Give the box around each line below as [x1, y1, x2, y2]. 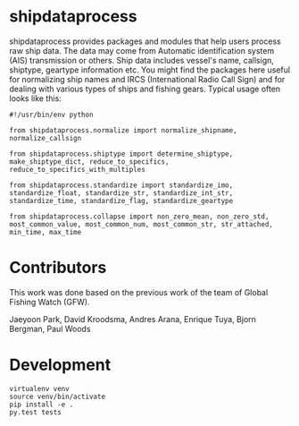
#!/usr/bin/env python [9, 110, 94, 119]
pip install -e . [9, 400, 74, 409]
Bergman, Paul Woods [9, 323, 91, 334]
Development [9, 355, 112, 375]
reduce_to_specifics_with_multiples [9, 165, 145, 174]
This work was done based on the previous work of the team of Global [9, 286, 269, 297]
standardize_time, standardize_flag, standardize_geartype [9, 196, 234, 205]
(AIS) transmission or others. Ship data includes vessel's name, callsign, [9, 55, 275, 65]
